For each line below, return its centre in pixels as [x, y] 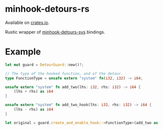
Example [23, 52]
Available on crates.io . [27, 22]
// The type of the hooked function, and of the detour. [64, 74]
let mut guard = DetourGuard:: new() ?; [44, 65]
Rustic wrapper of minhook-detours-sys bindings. [55, 32]
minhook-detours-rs [47, 9]
